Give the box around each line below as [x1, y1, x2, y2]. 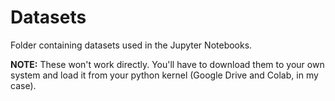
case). [10, 79, 37, 91]
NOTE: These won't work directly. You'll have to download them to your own [10, 58, 325, 70]
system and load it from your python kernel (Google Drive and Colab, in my [10, 69, 319, 81]
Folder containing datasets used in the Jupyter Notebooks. [10, 39, 253, 51]
